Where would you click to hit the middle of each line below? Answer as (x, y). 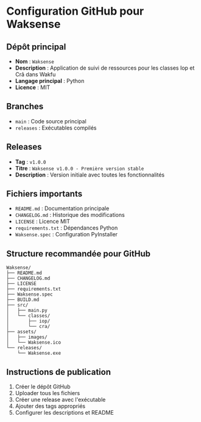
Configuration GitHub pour (75, 11)
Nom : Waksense (35, 61)
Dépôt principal (36, 47)
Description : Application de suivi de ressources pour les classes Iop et (105, 68)
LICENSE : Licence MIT (43, 222)
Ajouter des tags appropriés (50, 406)
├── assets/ (21, 332)
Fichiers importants (44, 194)
